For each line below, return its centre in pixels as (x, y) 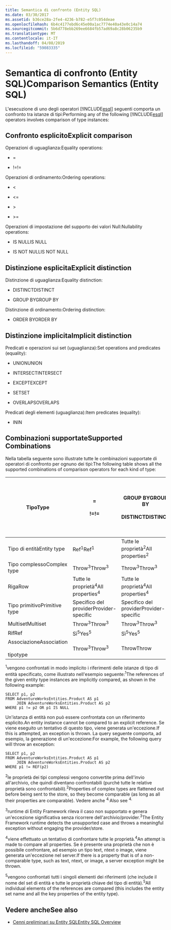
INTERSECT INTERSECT (37, 373)
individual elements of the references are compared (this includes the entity (85, 888)
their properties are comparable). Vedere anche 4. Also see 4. (69, 800)
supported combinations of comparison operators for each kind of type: (81, 469)
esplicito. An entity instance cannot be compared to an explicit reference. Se (85, 723)
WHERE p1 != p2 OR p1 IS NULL (37, 708)
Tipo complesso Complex (38, 565)
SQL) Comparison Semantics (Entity (82, 84)
